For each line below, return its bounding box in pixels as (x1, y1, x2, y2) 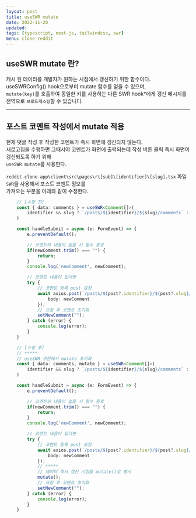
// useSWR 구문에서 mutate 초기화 (16, 355, 92, 362)
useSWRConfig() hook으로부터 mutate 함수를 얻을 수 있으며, (6, 83, 146, 90)
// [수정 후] (16, 345, 45, 351)
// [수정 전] (16, 199, 45, 205)
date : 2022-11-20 (6, 19, 48, 25)
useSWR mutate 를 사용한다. (6, 160, 67, 167)
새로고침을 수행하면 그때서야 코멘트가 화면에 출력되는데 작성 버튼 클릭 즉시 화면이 (6, 146, 190, 153)
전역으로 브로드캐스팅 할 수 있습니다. (6, 97, 83, 104)
